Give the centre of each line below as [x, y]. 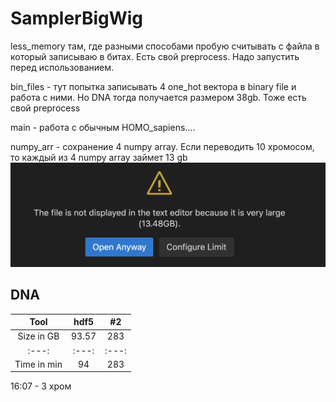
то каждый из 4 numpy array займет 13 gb [99, 157]
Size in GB [38, 336]
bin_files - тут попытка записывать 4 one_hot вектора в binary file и [153, 86]
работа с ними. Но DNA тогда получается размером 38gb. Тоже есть [158, 97]
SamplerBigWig [77, 18]
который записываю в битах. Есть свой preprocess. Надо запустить [155, 56]
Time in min [38, 364]
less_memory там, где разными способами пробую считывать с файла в [165, 46]
